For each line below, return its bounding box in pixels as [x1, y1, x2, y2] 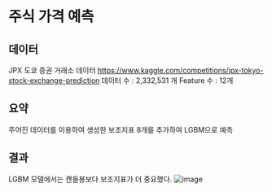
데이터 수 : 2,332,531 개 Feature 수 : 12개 [101, 76, 234, 85]
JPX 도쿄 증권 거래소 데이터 [8, 66, 96, 75]
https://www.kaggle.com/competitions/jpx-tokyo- [97, 66, 264, 75]
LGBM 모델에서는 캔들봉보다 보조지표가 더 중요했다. [8, 174, 173, 184]
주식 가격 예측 [8, 7, 94, 26]
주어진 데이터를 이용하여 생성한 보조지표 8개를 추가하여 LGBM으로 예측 [8, 124, 234, 134]
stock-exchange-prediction [8, 76, 100, 85]
